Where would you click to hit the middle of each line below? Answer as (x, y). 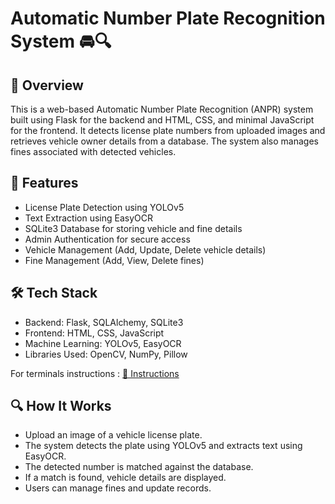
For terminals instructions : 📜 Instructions (95, 373)
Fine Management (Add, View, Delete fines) (114, 260)
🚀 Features (44, 183)
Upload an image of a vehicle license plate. (113, 435)
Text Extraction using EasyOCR (88, 218)
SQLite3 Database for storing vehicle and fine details (133, 228)
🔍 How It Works (61, 406)
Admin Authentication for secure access (107, 239)
